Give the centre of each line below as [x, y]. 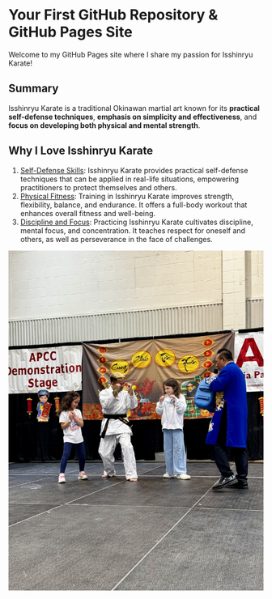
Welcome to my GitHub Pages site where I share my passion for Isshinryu [131, 54]
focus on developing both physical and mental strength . [104, 125]
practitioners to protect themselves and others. [98, 187]
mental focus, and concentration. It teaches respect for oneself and [132, 230]
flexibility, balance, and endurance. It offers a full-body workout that [134, 205]
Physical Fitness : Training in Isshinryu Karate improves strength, [127, 196]
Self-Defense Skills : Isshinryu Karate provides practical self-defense [134, 170]
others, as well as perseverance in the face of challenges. [116, 239]
